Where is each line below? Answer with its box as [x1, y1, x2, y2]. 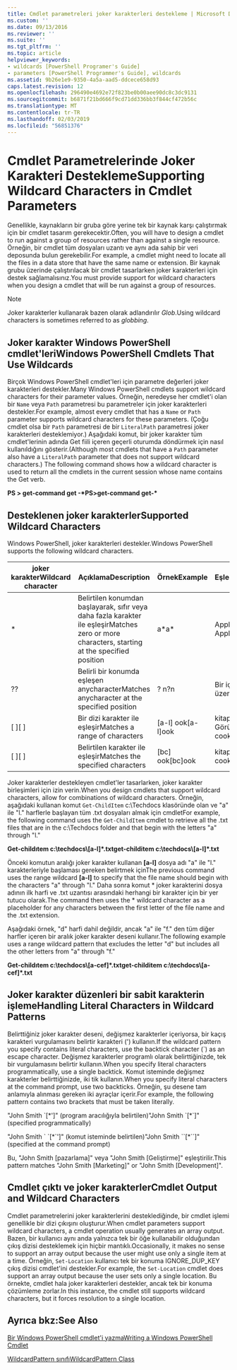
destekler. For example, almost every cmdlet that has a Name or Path [7, 407, 201, 416]
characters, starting [77, 637, 143, 647]
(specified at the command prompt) [7, 1139, 111, 1148]
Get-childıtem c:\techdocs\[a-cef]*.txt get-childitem [7, 961, 162, 970]
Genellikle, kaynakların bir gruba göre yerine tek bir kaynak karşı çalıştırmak [7, 221, 227, 230]
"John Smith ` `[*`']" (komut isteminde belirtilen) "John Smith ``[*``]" [7, 1132, 200, 1141]
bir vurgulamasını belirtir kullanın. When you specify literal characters [7, 1060, 207, 1068]
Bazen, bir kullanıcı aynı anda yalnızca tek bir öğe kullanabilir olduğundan [7, 1233, 220, 1242]
